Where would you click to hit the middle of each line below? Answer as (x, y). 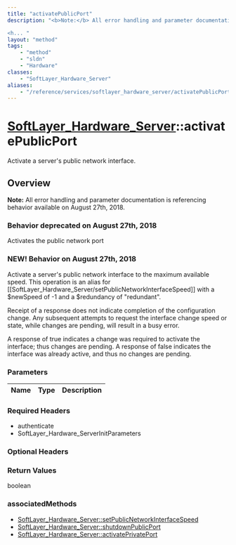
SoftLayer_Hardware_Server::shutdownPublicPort (89, 527)
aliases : (20, 85)
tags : (15, 46)
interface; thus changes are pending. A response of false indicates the (109, 346)
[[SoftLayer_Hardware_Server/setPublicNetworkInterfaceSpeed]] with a (111, 289)
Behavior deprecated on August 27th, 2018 (82, 225)
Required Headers (39, 410)
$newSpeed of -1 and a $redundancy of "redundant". (84, 296)
